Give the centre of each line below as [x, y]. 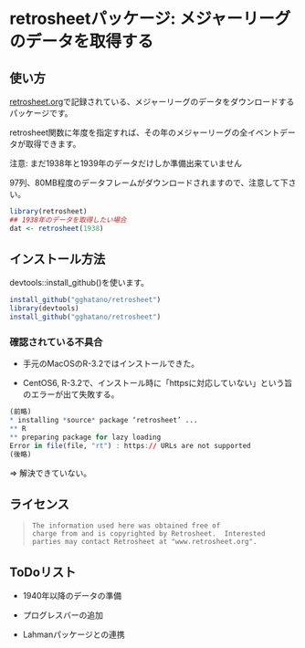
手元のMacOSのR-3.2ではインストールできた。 [110, 364]
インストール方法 [58, 260]
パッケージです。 [41, 113]
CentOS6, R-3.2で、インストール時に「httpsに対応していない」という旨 [158, 383]
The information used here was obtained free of [126, 526]
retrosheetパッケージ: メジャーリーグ [150, 19]
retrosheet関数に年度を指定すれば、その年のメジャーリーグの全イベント [145, 132]
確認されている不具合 [56, 341]
